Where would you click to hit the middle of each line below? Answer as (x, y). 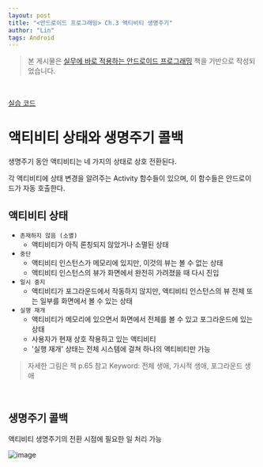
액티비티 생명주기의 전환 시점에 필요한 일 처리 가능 (85, 439)
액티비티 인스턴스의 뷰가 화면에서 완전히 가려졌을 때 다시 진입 (125, 273)
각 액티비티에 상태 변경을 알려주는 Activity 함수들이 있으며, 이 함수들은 (116, 178)
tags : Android (32, 38)
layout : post (30, 15)
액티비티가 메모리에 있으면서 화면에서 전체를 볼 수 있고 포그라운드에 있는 (142, 319)
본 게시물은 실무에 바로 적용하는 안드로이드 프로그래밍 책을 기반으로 (131, 61)
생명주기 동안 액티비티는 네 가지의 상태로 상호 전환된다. (92, 161)
